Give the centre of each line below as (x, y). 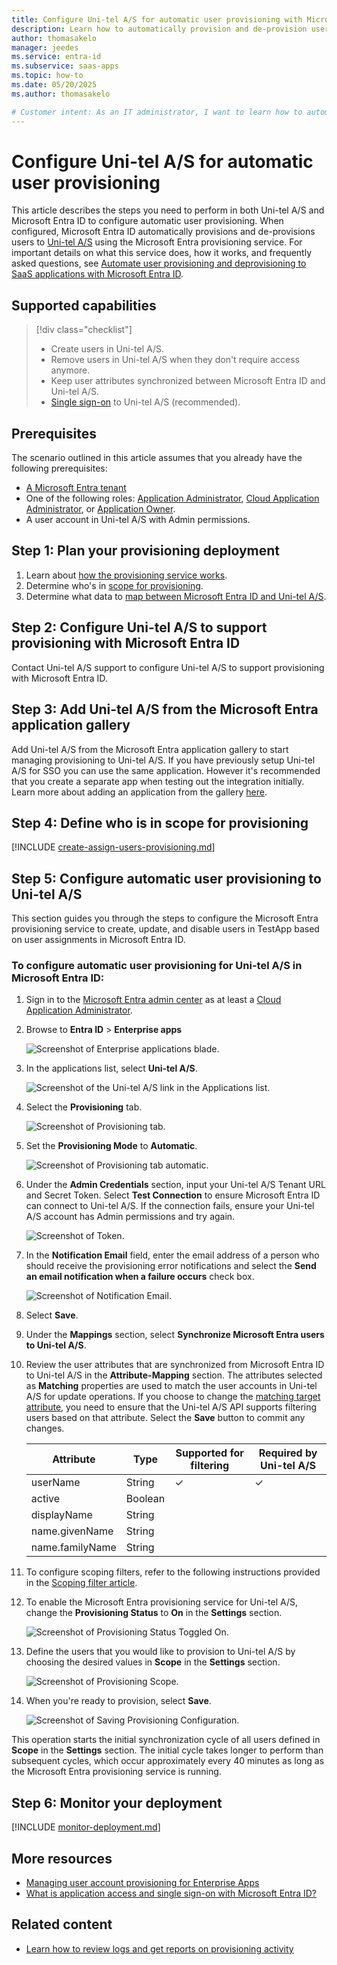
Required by (288, 1453)
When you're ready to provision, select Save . (118, 1701)
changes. (45, 1428)
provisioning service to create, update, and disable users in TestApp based (165, 929)
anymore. (70, 370)
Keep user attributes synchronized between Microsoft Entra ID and (188, 381)
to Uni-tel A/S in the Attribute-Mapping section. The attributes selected (174, 1375)
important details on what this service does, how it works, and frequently (162, 253)
